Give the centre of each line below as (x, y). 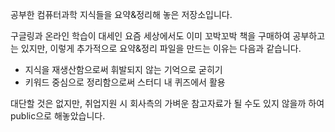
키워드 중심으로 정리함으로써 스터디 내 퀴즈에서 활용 (125, 82)
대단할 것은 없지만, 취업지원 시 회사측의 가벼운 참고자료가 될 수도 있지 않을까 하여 (167, 103)
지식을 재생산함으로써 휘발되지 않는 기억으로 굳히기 (123, 69)
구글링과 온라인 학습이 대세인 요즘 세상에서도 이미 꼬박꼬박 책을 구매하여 (150, 36)
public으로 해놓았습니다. (58, 116)
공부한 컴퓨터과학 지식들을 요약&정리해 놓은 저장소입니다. (121, 14)
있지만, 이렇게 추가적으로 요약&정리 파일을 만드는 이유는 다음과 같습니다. (161, 48)
